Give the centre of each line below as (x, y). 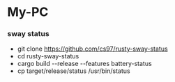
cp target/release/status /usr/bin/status (74, 71)
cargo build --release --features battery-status (84, 64)
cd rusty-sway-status (48, 56)
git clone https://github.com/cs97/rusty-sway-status (93, 49)
